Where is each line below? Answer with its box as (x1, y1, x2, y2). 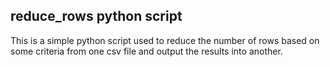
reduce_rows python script (10, 8, 183, 25)
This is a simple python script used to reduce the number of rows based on (10, 34, 320, 46)
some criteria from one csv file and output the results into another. (10, 45, 283, 57)
